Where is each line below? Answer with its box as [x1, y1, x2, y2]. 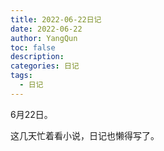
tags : [10, 71, 33, 81]
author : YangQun [10, 33, 78, 43]
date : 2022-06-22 [10, 24, 83, 34]
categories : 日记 [10, 61, 80, 71]
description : [10, 52, 65, 62]
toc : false [10, 42, 56, 53]
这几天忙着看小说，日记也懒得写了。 [10, 129, 160, 141]
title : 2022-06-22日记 [10, 14, 102, 25]
